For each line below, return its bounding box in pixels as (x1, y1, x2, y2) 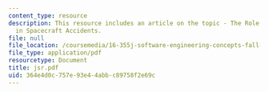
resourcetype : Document (8, 57, 88, 65)
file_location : (8, 42, 59, 50)
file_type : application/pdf (8, 49, 102, 57)
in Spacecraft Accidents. (15, 26, 102, 34)
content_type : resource (8, 11, 88, 20)
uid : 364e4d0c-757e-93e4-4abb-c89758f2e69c (8, 71, 156, 79)
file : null (8, 34, 45, 42)
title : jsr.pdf (8, 64, 59, 72)
